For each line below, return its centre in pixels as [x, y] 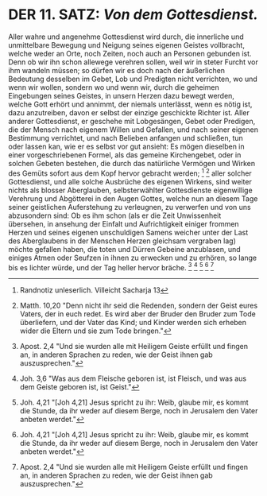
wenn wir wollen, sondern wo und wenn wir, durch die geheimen [114, 87]
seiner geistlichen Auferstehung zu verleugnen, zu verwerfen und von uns [130, 207]
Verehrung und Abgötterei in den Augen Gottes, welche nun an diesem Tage [133, 198]
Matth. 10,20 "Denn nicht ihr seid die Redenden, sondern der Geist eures [139, 306]
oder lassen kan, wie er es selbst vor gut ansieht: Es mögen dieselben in [126, 146]
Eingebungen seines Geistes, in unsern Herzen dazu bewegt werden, [121, 95]
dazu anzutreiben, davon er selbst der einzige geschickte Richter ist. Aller [129, 112]
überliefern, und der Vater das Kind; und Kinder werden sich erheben [133, 323]
